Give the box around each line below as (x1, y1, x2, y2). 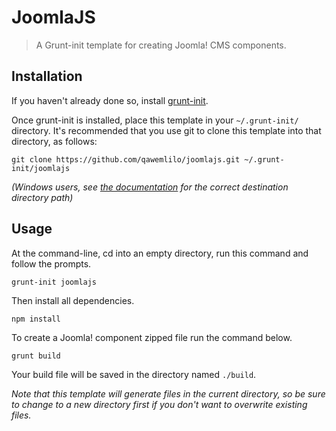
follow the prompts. (11, 257, 92, 270)
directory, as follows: (11, 135, 98, 147)
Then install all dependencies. (11, 294, 135, 306)
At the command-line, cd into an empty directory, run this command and (11, 247, 309, 259)
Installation (11, 68, 83, 85)
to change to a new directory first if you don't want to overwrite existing (11, 398, 308, 410)
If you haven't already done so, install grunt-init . (11, 94, 209, 106)
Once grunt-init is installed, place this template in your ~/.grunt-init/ (11, 114, 299, 126)
